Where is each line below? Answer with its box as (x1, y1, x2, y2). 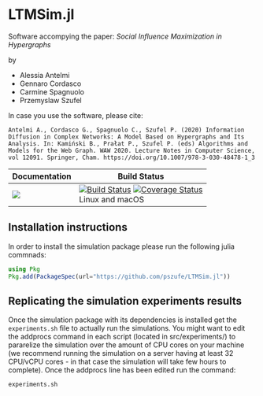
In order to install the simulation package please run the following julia (8, 242, 235, 251)
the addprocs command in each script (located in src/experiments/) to (8, 332, 236, 342)
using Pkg (8, 265, 41, 273)
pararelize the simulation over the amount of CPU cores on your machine (8, 340, 245, 350)
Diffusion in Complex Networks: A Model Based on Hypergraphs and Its (8, 132, 245, 141)
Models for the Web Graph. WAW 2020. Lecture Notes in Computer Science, (8, 146, 256, 154)
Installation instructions (8, 220, 128, 234)
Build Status (117, 171, 165, 182)
